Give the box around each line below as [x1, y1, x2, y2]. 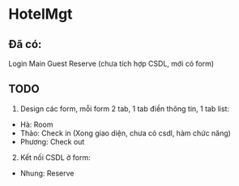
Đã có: [8, 37, 42, 51]
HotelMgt [8, 5, 73, 24]
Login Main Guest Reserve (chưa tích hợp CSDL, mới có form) [8, 58, 215, 68]
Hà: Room [19, 119, 53, 129]
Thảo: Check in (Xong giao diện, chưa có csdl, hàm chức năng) [19, 128, 231, 138]
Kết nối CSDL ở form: [19, 152, 91, 162]
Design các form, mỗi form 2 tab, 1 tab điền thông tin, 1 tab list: [19, 103, 229, 114]
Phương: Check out [19, 136, 85, 146]
